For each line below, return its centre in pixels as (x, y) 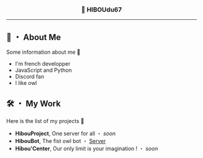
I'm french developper (43, 64)
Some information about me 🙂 (43, 52)
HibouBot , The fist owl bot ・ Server (60, 141)
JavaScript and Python (43, 70)
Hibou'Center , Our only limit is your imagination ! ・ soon (86, 148)
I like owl (26, 83)
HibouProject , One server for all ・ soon (65, 133)
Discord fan (29, 77)
